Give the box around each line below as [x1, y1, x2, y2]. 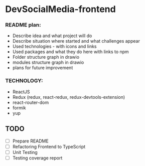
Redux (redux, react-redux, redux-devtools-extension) [12, 94, 125, 100]
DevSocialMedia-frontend [5, 4, 116, 15]
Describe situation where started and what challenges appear [12, 38, 140, 44]
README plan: [5, 22, 41, 29]
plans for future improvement [12, 65, 73, 71]
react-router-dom [12, 99, 49, 105]
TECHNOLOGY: [5, 77, 43, 84]
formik [12, 104, 26, 111]
